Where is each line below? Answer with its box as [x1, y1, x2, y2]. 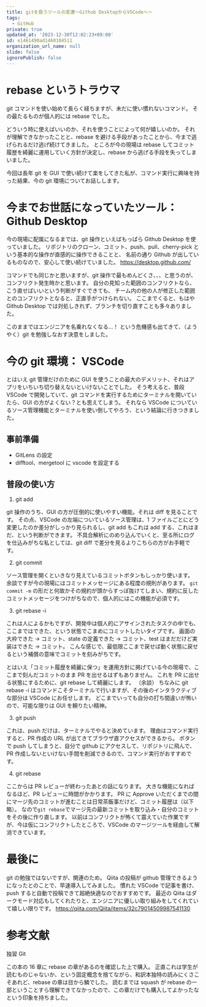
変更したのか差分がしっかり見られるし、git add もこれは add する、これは [6, 524, 194, 531]
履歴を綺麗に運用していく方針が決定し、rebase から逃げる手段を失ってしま [6, 148, 197, 156]
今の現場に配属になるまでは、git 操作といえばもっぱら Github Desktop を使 [6, 235, 196, 243]
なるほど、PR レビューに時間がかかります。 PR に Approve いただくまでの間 [6, 791, 199, 798]
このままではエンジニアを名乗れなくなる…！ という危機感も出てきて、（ [6, 323, 187, 330]
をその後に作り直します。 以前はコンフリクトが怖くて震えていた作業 [6, 813, 179, 821]
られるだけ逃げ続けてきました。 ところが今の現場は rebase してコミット [11, 141, 195, 148]
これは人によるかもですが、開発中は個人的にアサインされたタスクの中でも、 [6, 620, 199, 627]
